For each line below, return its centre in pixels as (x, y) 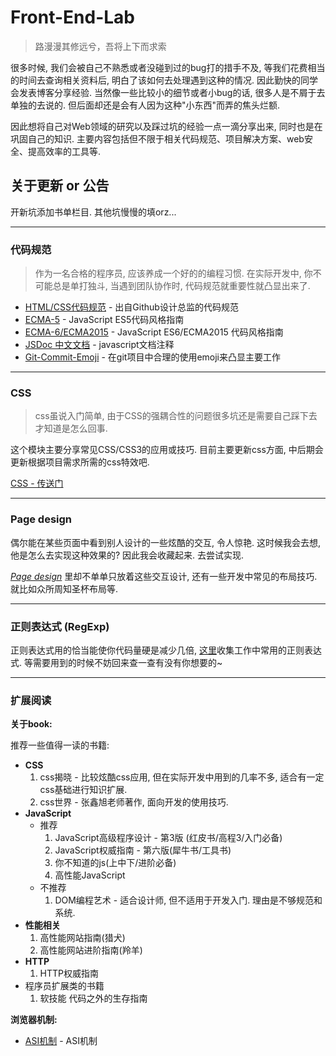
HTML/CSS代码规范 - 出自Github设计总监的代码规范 (131, 307)
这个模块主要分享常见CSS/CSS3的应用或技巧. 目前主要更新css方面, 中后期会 (167, 450)
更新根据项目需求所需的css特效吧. (80, 462)
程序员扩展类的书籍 (64, 986)
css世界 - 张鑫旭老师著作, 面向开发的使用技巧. (134, 802)
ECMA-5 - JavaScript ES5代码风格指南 (104, 320)
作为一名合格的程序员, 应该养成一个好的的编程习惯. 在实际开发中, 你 (173, 273)
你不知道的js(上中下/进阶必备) (115, 863)
